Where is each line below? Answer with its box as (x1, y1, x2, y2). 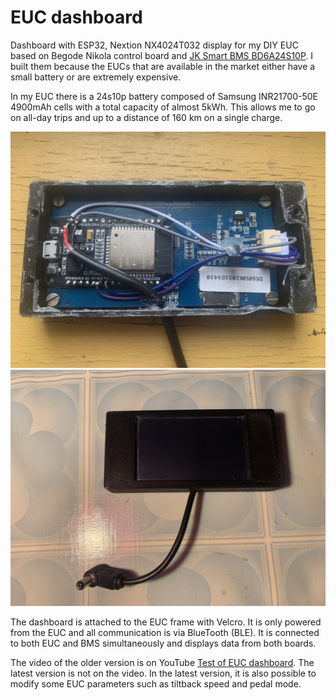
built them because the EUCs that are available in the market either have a (10, 60, 316, 72)
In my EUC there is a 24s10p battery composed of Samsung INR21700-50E (10, 90, 319, 102)
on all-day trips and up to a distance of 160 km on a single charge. (10, 111, 283, 123)
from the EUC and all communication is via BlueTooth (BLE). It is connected (10, 626, 320, 638)
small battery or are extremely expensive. (10, 71, 182, 83)
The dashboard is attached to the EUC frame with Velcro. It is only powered (10, 616, 322, 628)
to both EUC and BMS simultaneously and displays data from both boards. (10, 637, 317, 649)
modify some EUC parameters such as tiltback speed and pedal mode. (10, 677, 302, 690)
